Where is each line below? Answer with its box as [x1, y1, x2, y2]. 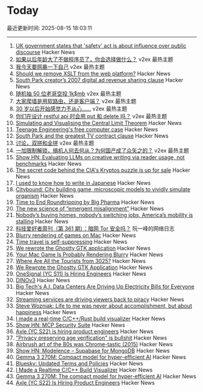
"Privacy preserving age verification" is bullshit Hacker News [15, 334, 167, 341]
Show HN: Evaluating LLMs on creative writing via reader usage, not [15, 153, 185, 160]
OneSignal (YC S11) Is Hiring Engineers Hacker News [15, 270, 146, 277]
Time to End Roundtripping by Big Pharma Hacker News [15, 198, 155, 206]
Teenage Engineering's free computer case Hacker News [15, 125, 158, 133]
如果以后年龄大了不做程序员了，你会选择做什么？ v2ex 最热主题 [15, 55, 173, 63]
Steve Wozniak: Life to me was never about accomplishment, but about [15, 302, 192, 309]
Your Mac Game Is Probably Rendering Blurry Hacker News [15, 251, 163, 258]
